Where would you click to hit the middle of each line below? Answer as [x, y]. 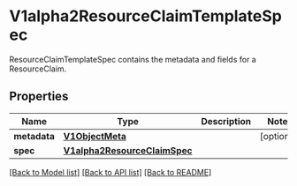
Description [226, 121]
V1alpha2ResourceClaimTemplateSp [146, 16]
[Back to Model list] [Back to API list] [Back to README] [110, 172]
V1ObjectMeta [95, 136]
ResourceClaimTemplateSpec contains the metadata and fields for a [133, 59]
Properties [39, 97]
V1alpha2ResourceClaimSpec [128, 150]
